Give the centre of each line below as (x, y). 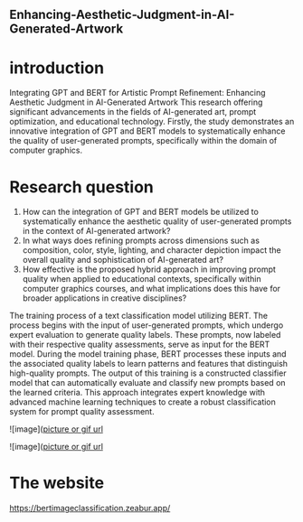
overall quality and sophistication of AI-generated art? (123, 260)
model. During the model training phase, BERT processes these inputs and (148, 354)
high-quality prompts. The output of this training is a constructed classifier (148, 373)
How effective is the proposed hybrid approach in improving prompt (149, 269)
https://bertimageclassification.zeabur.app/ (90, 508)
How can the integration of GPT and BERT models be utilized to (141, 212)
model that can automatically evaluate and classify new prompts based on (148, 383)
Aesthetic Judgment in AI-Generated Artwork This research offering (136, 102)
